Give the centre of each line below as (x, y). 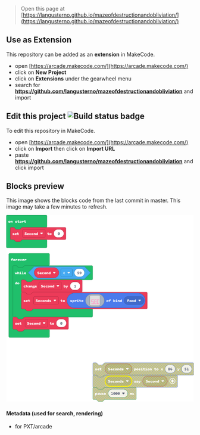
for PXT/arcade (33, 427)
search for (27, 85)
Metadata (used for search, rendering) (54, 413)
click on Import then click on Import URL (65, 148)
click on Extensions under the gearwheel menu (73, 78)
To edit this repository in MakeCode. (51, 130)
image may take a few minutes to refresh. (57, 207)
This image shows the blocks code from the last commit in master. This (93, 201)
